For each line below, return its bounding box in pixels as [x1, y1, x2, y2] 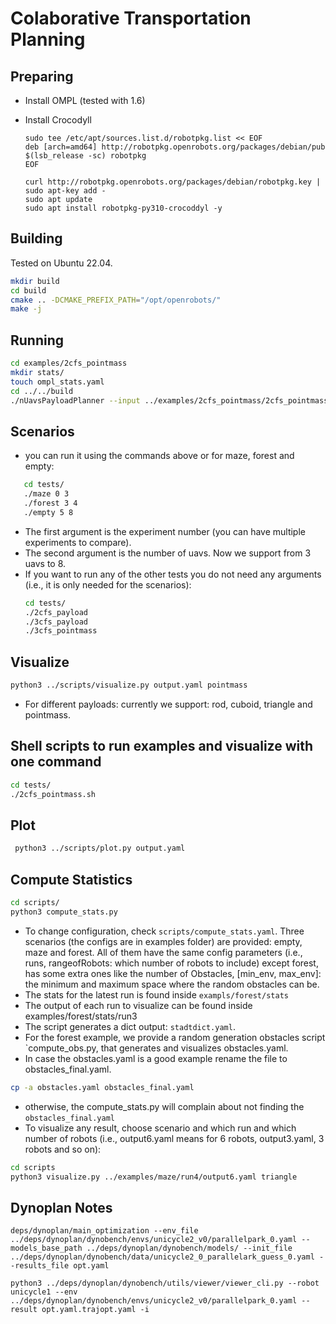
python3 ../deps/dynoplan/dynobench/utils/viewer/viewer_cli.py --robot [10, 1278, 320, 1289]
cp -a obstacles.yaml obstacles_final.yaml [10, 1082, 195, 1092]
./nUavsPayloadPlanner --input [10, 395, 141, 406]
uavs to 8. [24, 557, 67, 569]
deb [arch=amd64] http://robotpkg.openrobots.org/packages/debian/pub [24, 142, 326, 152]
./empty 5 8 [23, 507, 74, 517]
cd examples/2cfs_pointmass [10, 358, 128, 369]
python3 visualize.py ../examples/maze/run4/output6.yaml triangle [10, 1172, 298, 1182]
